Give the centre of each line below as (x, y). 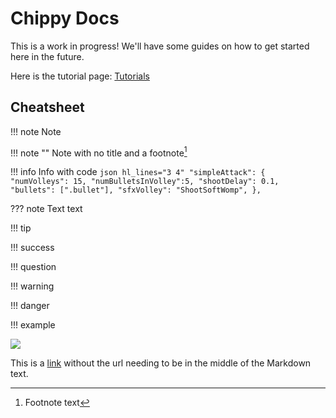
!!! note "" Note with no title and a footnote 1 (99, 152)
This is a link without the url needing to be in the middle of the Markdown (161, 363)
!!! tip (21, 228)
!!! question (33, 267)
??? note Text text (46, 209)
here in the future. (47, 56)
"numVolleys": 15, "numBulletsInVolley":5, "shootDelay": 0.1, (145, 182)
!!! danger (30, 306)
